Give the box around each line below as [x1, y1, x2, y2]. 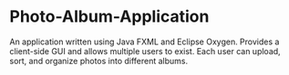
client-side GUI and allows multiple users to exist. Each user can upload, [9, 45, 281, 56]
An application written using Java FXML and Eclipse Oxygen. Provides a [9, 36, 280, 47]
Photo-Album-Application [9, 6, 210, 27]
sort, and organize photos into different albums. [9, 55, 189, 66]
